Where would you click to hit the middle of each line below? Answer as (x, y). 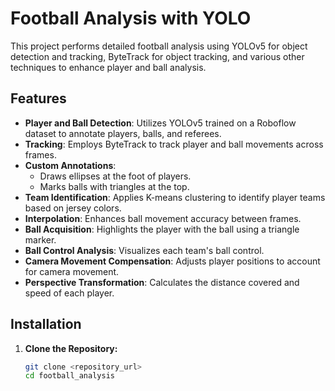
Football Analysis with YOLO (131, 18)
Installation (46, 324)
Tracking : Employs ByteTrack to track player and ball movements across (174, 144)
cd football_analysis (69, 376)
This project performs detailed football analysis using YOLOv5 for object (159, 46)
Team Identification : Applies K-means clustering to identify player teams (175, 197)
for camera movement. (72, 271)
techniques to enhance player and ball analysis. (108, 67)
